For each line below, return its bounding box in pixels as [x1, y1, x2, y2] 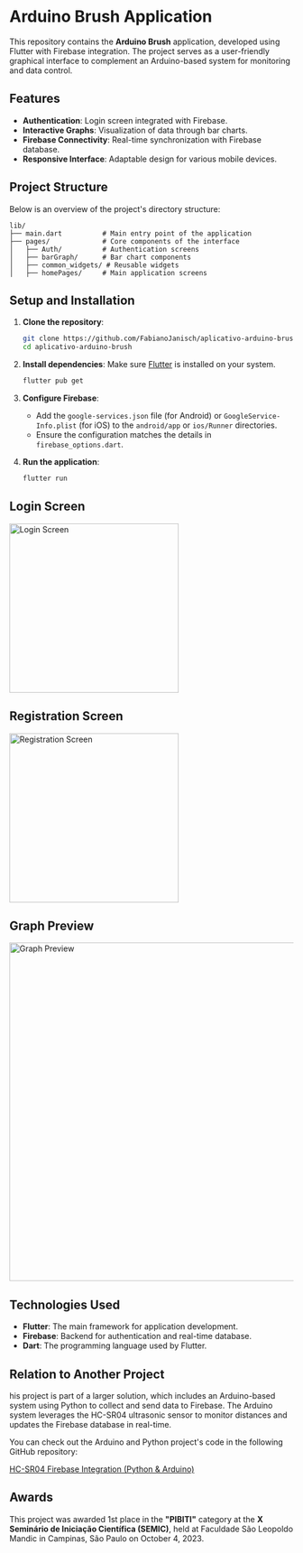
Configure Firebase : [22, 393, 99, 403]
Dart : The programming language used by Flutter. [22, 1340, 207, 1351]
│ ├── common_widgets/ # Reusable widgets [9, 260, 179, 270]
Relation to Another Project [9, 1366, 165, 1382]
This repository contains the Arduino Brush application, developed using [9, 36, 280, 47]
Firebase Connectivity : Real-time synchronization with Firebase [22, 134, 262, 145]
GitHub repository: [9, 1446, 78, 1456]
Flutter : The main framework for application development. [22, 1321, 239, 1332]
